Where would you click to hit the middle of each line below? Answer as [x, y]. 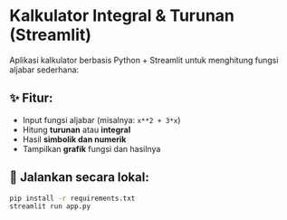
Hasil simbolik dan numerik [74, 139]
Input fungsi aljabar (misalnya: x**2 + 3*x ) [101, 120]
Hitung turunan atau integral [77, 129]
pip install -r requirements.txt [72, 198]
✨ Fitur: [31, 98]
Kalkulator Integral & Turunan [122, 16]
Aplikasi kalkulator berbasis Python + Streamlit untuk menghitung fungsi [144, 60]
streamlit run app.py [50, 206]
